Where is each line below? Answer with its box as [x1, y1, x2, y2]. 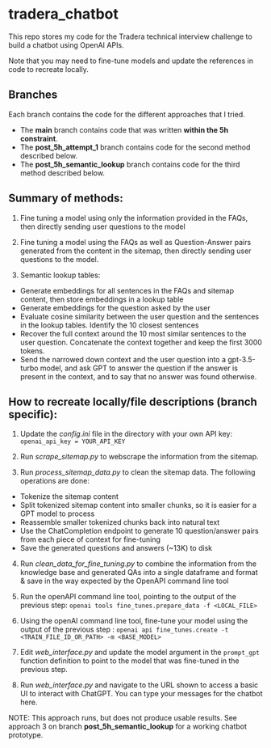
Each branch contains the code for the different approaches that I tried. [8, 109, 245, 119]
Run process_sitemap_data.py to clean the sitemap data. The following [19, 467, 256, 477]
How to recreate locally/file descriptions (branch [8, 395, 258, 408]
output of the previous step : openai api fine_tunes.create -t [19, 624, 229, 635]
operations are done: [19, 476, 90, 486]
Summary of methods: [8, 192, 123, 205]
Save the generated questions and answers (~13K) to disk [19, 543, 212, 553]
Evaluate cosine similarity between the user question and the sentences [19, 311, 260, 321]
